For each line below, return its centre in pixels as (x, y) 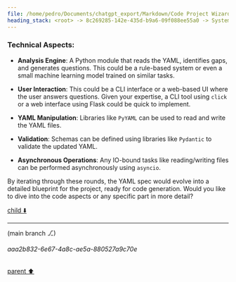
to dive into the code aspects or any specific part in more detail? (100, 196)
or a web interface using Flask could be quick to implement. (104, 104)
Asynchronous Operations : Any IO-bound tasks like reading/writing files (123, 160)
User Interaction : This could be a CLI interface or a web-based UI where (123, 89)
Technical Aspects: (41, 45)
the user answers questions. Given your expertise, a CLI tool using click (122, 97)
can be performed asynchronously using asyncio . (89, 167)
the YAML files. (39, 125)
